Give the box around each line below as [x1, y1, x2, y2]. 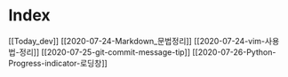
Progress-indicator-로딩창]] [8, 58, 108, 68]
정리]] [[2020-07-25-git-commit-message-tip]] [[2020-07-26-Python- [19, 46, 276, 58]
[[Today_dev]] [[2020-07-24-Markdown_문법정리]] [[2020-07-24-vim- [8, 35, 266, 46]
